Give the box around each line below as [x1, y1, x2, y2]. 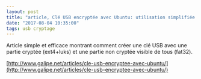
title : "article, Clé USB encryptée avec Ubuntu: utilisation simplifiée [6, 14, 196, 20]
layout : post [6, 8, 39, 15]
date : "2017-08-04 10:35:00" [6, 20, 79, 26]
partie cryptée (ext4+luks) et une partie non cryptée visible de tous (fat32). [6, 48, 193, 56]
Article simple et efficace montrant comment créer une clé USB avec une [6, 42, 188, 49]
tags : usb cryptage [6, 25, 55, 32]
